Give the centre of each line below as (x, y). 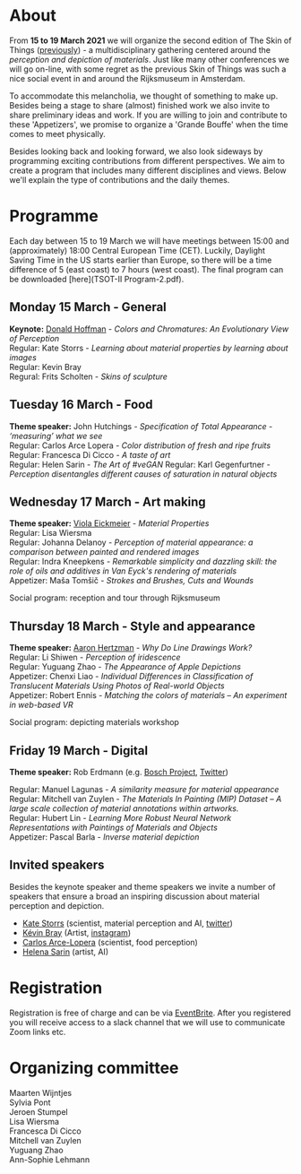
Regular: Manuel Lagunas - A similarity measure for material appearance (144, 789)
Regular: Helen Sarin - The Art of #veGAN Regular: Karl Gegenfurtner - (140, 464)
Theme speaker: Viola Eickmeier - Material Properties (109, 523)
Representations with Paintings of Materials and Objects (113, 827)
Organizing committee (94, 1068)
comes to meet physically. (57, 134)
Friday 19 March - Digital (79, 751)
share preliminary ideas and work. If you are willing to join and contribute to (149, 115)
